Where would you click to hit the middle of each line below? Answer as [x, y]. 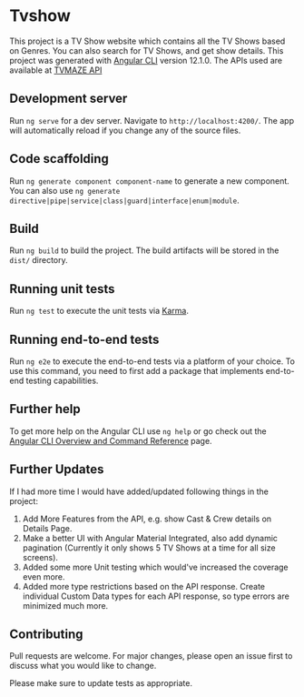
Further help [45, 409]
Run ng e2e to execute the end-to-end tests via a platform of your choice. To [152, 361]
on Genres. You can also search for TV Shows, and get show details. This [147, 50]
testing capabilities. [62, 380]
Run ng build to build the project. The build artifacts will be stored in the [144, 250]
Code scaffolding [59, 159]
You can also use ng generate [65, 190]
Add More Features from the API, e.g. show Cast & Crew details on [147, 519]
